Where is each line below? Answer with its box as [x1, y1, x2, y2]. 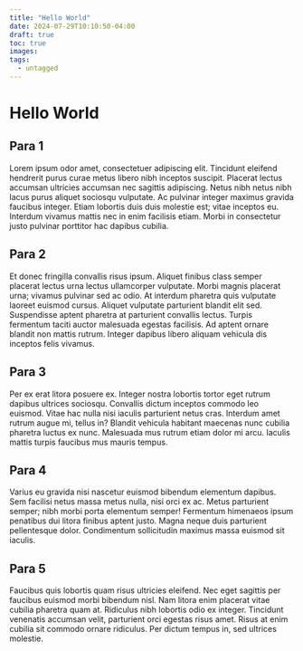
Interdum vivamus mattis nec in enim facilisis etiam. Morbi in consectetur [9, 210, 281, 222]
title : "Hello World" [9, 13, 91, 23]
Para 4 [9, 463, 47, 478]
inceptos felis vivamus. [9, 338, 95, 349]
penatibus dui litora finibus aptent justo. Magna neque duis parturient [9, 515, 267, 526]
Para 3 [9, 364, 47, 380]
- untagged [17, 64, 59, 73]
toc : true [9, 38, 47, 48]
